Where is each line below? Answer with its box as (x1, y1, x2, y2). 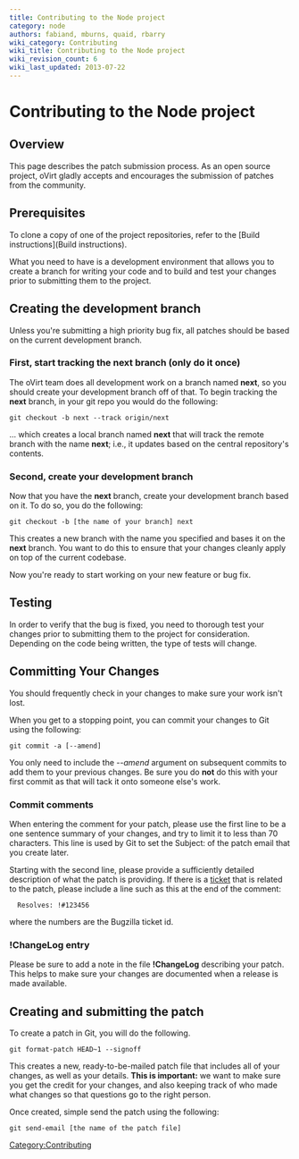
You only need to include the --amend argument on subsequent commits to (9, 757, 287, 767)
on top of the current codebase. (9, 552, 127, 563)
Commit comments (9, 798, 94, 810)
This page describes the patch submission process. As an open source (9, 160, 270, 171)
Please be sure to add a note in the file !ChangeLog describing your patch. (9, 959, 285, 970)
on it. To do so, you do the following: (9, 500, 144, 511)
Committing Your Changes (9, 664, 160, 680)
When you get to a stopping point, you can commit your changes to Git (9, 715, 270, 725)
